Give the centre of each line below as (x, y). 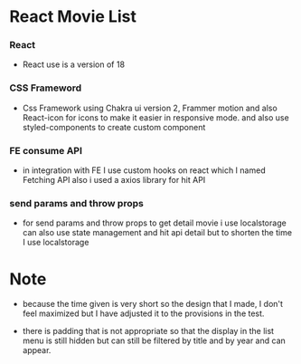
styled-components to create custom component (114, 127)
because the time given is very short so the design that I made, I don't (152, 304)
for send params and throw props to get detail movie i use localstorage (154, 223)
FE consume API (46, 150)
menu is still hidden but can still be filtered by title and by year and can (154, 340)
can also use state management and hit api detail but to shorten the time (157, 233)
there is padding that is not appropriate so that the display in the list (148, 331)
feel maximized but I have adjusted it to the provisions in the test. (143, 313)
